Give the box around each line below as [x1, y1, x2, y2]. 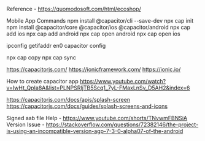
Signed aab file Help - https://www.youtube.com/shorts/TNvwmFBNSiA [6, 115, 188, 121]
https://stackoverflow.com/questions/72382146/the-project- [45, 121, 199, 128]
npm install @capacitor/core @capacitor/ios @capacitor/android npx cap [6, 24, 191, 31]
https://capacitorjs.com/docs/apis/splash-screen [6, 96, 131, 103]
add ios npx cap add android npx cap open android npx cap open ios [6, 30, 180, 37]
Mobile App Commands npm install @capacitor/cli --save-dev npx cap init [6, 17, 194, 24]
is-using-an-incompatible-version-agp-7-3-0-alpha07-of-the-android [6, 128, 184, 134]
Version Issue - [6, 121, 45, 128]
